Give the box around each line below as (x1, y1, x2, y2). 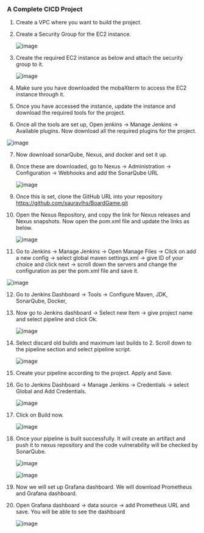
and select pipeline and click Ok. (15, 316, 98, 323)
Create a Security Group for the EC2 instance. (15, 30, 132, 38)
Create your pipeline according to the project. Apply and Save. (15, 370, 173, 377)
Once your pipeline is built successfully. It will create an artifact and (15, 435, 186, 442)
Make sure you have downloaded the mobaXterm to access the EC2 (15, 84, 187, 91)
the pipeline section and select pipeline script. (15, 346, 132, 353)
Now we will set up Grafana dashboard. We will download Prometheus (15, 484, 192, 491)
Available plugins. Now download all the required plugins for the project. (15, 127, 197, 135)
